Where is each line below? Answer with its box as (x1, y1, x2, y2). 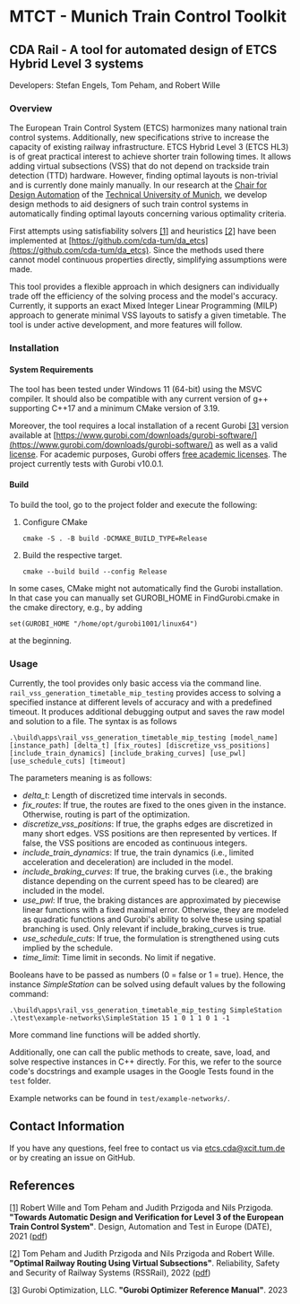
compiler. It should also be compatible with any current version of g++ (9, 393, 269, 405)
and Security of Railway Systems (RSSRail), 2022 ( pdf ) (9, 1267, 211, 1278)
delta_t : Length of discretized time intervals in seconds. (21, 790, 227, 801)
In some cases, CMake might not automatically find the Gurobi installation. (9, 582, 284, 593)
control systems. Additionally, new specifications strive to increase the (9, 132, 270, 143)
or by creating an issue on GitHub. (9, 1151, 136, 1163)
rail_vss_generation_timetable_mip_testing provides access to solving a (9, 687, 282, 697)
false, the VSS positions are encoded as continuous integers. (21, 837, 248, 848)
